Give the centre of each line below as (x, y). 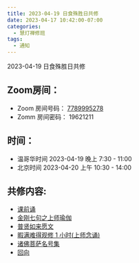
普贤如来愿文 (35, 226)
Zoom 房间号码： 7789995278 (60, 108)
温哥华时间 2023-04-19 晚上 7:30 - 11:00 (74, 158)
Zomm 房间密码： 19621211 (55, 117)
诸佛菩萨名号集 (38, 244)
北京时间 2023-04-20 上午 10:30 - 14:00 (74, 167)
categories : (24, 26)
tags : (15, 39)
